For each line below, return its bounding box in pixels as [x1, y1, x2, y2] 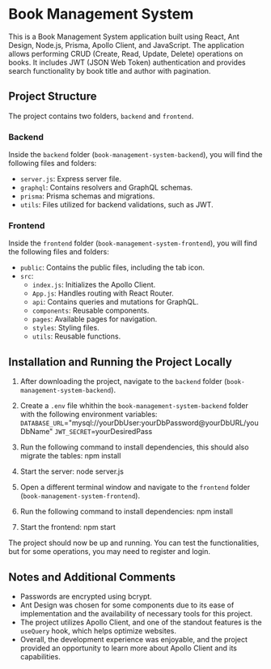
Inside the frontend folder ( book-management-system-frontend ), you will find [8, 238, 257, 248]
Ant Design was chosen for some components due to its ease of [19, 600, 235, 610]
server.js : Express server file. [19, 174, 121, 184]
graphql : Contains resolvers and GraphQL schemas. [19, 183, 193, 193]
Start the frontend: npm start [19, 522, 116, 532]
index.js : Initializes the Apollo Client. [32, 280, 156, 290]
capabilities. [19, 651, 61, 661]
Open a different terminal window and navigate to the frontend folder [19, 483, 251, 492]
